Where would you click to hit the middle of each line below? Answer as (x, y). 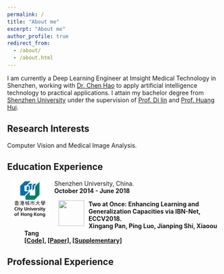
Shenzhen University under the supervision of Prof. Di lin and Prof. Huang (111, 100)
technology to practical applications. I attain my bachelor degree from (105, 92)
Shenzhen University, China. (95, 183)
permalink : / (26, 14)
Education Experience (55, 167)
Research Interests (48, 129)
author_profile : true (38, 36)
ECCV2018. (105, 219)
